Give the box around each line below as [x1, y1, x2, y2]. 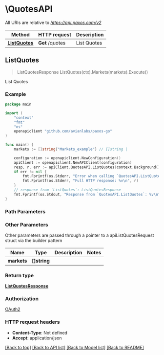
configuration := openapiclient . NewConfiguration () [14, 155, 121, 160]
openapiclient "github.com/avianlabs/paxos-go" [14, 129, 112, 134]
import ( [5, 111, 23, 115]
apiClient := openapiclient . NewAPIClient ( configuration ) [14, 160, 132, 165]
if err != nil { [14, 169, 47, 174]
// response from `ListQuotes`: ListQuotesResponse [14, 187, 121, 193]
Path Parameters [5, 208, 45, 215]
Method [11, 31, 30, 38]
